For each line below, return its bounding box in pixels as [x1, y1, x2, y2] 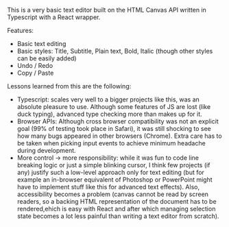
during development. [16, 147, 77, 154]
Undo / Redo [16, 62, 53, 69]
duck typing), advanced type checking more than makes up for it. [16, 110, 202, 118]
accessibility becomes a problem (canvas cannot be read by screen [16, 190, 209, 198]
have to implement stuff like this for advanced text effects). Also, [16, 183, 200, 191]
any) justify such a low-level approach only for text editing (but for [16, 168, 204, 176]
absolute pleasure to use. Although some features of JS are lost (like [16, 103, 211, 110]
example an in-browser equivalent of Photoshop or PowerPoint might [16, 176, 213, 184]
